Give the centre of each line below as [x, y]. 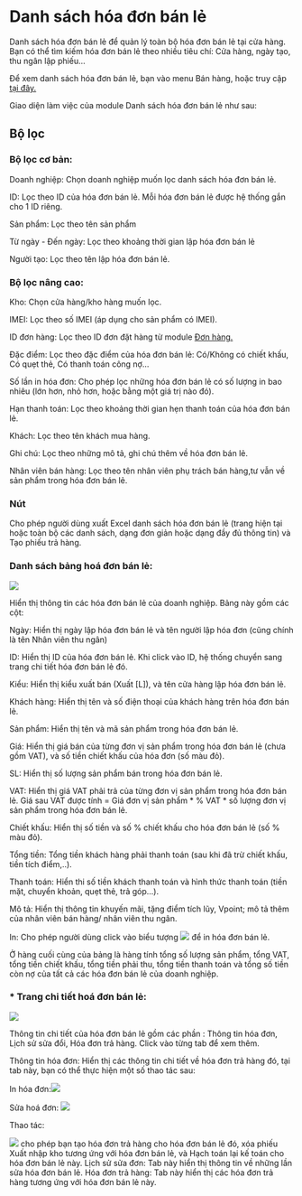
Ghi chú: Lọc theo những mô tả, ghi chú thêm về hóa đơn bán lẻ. [128, 453]
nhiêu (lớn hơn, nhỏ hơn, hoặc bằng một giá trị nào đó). [112, 391]
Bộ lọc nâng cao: [46, 282]
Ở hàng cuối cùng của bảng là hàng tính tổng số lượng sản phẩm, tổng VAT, [150, 954]
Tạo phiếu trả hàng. [46, 543]
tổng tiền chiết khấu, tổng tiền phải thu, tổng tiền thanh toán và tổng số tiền [149, 964]
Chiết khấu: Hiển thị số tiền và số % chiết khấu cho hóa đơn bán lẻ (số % [145, 827]
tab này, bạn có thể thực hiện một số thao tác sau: [102, 1070]
